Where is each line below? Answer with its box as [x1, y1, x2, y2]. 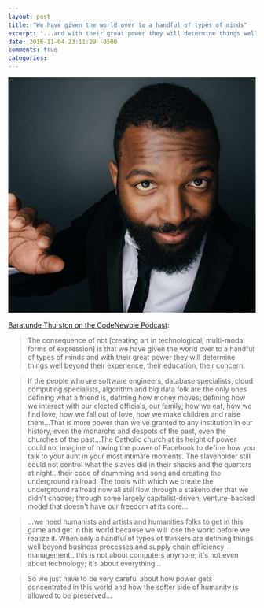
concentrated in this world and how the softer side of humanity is [27, 582, 239, 591]
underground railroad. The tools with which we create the [27, 476, 214, 486]
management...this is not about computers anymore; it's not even [27, 550, 239, 559]
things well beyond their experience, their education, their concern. [27, 361, 246, 370]
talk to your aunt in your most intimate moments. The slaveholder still [27, 451, 251, 461]
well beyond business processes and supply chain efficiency [27, 542, 225, 551]
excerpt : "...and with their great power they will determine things [8, 29, 241, 37]
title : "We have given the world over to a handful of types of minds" [8, 20, 247, 29]
